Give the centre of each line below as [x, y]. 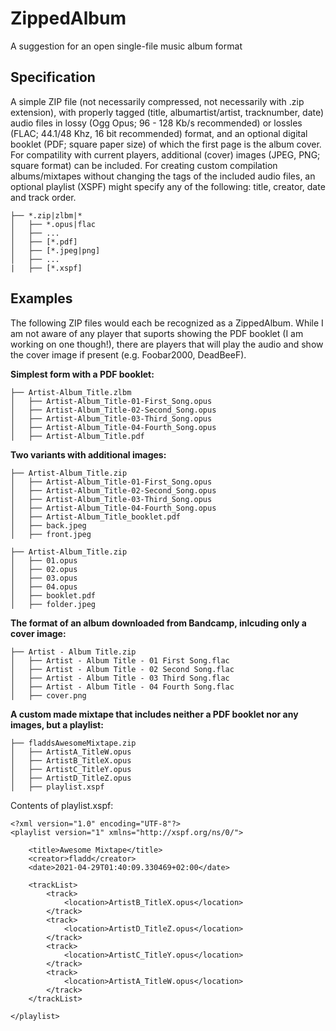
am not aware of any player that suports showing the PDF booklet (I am [157, 333]
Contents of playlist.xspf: [62, 805]
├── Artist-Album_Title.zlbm [71, 392]
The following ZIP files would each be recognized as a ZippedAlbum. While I [167, 323]
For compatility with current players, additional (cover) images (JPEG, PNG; [165, 154]
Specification [53, 77]
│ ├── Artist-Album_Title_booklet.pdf [96, 517]
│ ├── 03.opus [44, 578]
